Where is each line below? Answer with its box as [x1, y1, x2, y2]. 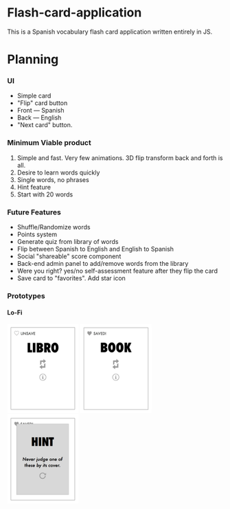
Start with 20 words [16, 190, 73, 199]
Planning [7, 52, 59, 67]
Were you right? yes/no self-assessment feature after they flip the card [16, 267, 218, 275]
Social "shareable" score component [16, 252, 122, 260]
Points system [16, 230, 58, 238]
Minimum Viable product [7, 138, 91, 148]
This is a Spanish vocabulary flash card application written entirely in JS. [7, 27, 213, 36]
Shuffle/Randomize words [16, 223, 91, 231]
